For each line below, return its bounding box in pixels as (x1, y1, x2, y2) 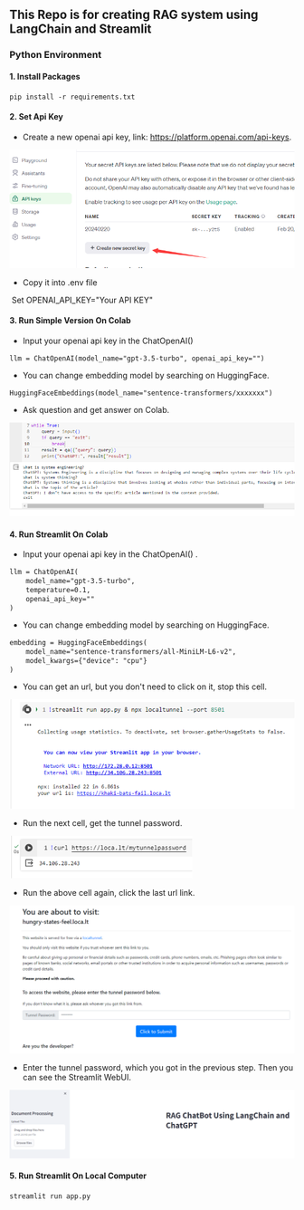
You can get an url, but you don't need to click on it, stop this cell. (22, 681, 268, 692)
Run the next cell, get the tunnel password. (22, 817, 183, 828)
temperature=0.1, (25, 586, 91, 595)
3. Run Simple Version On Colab (9, 315, 131, 326)
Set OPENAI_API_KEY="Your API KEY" (11, 294, 154, 305)
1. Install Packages (9, 71, 81, 82)
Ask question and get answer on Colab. (22, 405, 170, 416)
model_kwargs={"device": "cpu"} (25, 657, 147, 666)
